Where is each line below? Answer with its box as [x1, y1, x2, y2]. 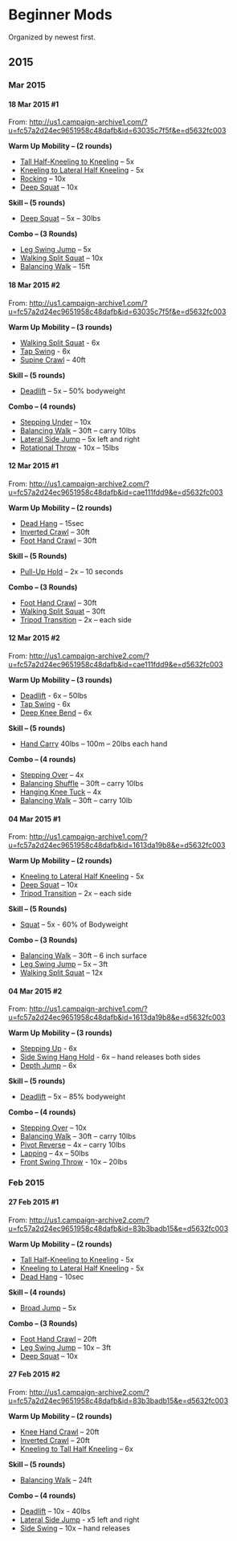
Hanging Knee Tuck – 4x [19, 787, 102, 797]
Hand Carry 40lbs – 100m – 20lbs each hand [19, 739, 168, 748]
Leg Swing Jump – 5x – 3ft [19, 960, 108, 969]
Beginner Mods [8, 6, 112, 24]
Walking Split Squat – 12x [19, 968, 103, 977]
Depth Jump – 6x [19, 1061, 77, 1070]
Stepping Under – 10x [19, 417, 92, 426]
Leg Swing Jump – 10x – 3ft [19, 1343, 111, 1352]
